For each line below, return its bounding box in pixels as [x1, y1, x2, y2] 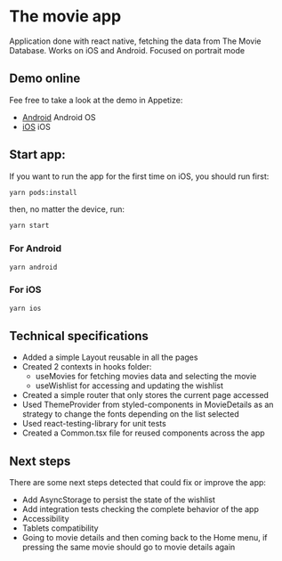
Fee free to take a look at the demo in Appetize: [9, 94, 183, 105]
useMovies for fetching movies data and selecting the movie [35, 371, 257, 382]
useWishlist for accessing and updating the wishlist [35, 380, 224, 391]
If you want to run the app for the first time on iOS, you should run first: [9, 171, 270, 182]
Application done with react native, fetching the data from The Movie [9, 36, 262, 46]
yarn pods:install [9, 188, 77, 197]
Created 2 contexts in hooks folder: [21, 362, 152, 372]
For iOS [9, 283, 42, 296]
